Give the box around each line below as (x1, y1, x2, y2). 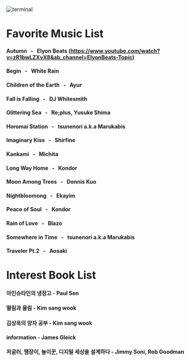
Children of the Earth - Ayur (6, 81, 82, 88)
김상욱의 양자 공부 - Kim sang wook (6, 319, 93, 327)
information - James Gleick (6, 333, 76, 341)
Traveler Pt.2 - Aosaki (6, 247, 68, 255)
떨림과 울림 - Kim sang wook (6, 304, 77, 311)
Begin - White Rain (6, 67, 59, 75)
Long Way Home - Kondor (6, 164, 77, 172)
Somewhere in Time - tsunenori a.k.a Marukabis (6, 233, 135, 241)
